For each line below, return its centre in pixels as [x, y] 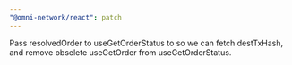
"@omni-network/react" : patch [66, 17]
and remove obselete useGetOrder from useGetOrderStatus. [120, 52]
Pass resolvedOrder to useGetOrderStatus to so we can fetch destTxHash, [146, 43]
